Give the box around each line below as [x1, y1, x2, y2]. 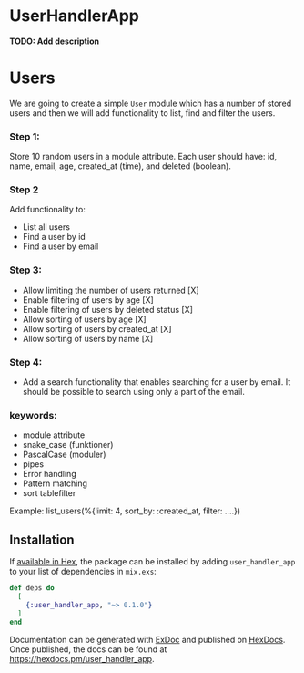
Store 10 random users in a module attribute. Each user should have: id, [9, 151, 278, 162]
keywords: [9, 409, 57, 421]
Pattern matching [22, 478, 88, 489]
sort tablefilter [22, 488, 76, 499]
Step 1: [9, 129, 40, 142]
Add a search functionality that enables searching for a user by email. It [22, 377, 291, 388]
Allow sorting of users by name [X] [22, 333, 154, 344]
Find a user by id [22, 232, 86, 243]
